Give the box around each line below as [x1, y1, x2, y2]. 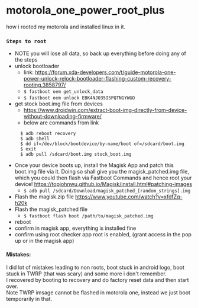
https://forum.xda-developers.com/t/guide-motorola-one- [35, 69, 176, 76]
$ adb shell [20, 136, 50, 142]
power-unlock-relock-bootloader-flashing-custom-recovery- [23, 75, 172, 82]
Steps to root [6, 38, 47, 44]
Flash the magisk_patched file [14, 206, 87, 213]
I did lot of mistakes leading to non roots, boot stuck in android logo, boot [6, 264, 185, 271]
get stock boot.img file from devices [14, 100, 103, 107]
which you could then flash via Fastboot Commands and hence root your [14, 174, 192, 181]
